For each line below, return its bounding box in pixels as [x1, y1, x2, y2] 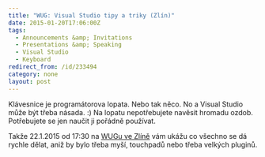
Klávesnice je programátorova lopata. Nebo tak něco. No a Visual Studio [8, 99, 244, 109]
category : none [8, 70, 59, 78]
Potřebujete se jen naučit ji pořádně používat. [8, 116, 156, 125]
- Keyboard [15, 56, 51, 64]
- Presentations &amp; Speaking [15, 41, 123, 49]
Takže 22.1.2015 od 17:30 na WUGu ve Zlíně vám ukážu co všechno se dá [8, 131, 248, 140]
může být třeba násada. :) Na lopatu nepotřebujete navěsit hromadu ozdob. [8, 107, 253, 117]
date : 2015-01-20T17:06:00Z [8, 19, 101, 27]
